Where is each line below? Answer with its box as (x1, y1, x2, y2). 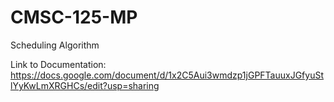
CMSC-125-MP (10, 6, 138, 29)
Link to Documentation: (10, 58, 107, 70)
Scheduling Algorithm (10, 39, 100, 51)
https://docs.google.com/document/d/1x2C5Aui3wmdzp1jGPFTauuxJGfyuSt (10, 69, 324, 81)
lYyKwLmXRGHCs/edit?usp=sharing (10, 79, 160, 91)
